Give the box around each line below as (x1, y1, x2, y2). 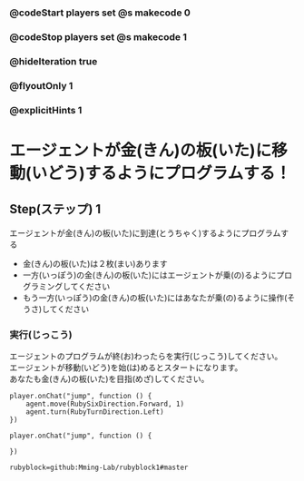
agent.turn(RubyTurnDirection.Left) (25, 407, 165, 417)
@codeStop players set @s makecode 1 (9, 30, 188, 43)
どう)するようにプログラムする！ (46, 162, 292, 183)
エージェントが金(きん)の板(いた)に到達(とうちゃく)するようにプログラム (9, 227, 281, 238)
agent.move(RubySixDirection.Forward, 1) (25, 399, 184, 408)
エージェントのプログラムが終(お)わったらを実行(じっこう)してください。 (9, 350, 283, 361)
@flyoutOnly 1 (9, 79, 74, 92)
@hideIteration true (9, 54, 98, 67)
